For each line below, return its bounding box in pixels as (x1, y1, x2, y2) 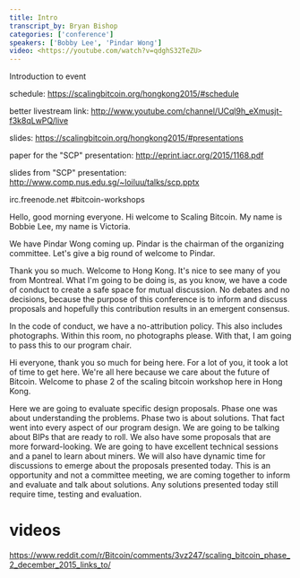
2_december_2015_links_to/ (9, 559, 112, 570)
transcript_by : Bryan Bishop (9, 22, 118, 30)
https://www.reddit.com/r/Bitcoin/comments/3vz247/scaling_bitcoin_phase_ (9, 550, 291, 561)
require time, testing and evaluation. (9, 489, 142, 500)
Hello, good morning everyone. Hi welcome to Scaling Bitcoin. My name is (9, 211, 283, 222)
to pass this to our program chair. (9, 340, 133, 350)
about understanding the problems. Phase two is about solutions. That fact (9, 413, 285, 424)
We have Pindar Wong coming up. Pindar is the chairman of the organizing (9, 238, 285, 249)
